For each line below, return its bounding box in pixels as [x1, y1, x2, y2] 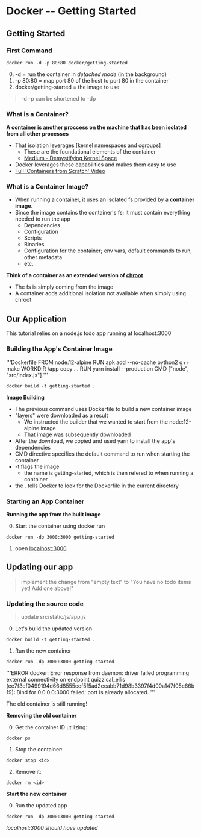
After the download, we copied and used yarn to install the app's [14, 437, 176, 444]
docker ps [6, 735, 31, 741]
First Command [6, 46, 52, 55]
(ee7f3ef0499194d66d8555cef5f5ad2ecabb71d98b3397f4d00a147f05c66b [6, 682, 195, 689]
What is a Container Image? [6, 183, 89, 191]
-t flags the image [14, 463, 60, 470]
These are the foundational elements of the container [23, 148, 156, 155]
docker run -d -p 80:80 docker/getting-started [6, 60, 128, 66]
